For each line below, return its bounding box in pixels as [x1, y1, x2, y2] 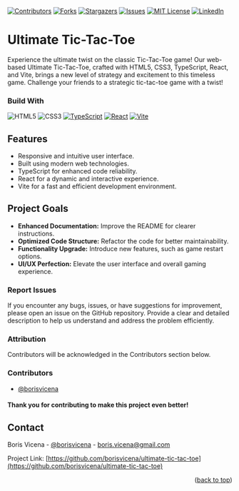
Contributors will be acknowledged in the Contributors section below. [7, 350, 211, 359]
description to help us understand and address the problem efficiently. [7, 316, 215, 325]
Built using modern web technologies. [17, 159, 130, 168]
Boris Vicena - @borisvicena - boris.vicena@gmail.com [7, 440, 171, 449]
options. [17, 252, 42, 260]
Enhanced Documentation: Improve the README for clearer [17, 221, 196, 230]
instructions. [17, 229, 55, 238]
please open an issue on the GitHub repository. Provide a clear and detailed [7, 309, 230, 318]
